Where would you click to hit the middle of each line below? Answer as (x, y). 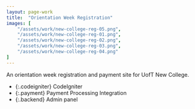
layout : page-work (30, 12)
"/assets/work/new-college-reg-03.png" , (69, 46)
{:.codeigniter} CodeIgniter (49, 86)
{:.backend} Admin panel (46, 99)
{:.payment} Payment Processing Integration (71, 93)
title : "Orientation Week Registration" (60, 18)
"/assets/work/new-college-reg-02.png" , (69, 40)
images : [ (19, 23)
